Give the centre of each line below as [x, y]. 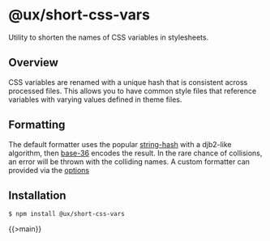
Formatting [37, 125]
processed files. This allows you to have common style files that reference [133, 91]
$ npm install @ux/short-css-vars [67, 214]
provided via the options [49, 170]
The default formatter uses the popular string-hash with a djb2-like [120, 144]
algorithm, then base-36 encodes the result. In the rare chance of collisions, [135, 153]
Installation [37, 195]
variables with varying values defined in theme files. [95, 99]
